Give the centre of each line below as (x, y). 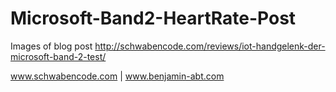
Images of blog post (51, 46)
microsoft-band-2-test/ (58, 56)
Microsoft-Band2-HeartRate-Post (153, 18)
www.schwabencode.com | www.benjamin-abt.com (117, 76)
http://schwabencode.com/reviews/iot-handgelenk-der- (210, 46)
